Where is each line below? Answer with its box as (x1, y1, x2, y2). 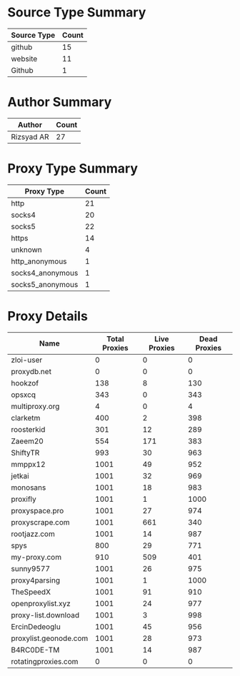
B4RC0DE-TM (11, 645, 60, 655)
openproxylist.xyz (11, 598, 71, 608)
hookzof (11, 378, 39, 388)
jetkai (11, 470, 30, 480)
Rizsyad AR (11, 131, 49, 141)
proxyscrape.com (11, 517, 70, 527)
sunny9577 (11, 563, 51, 573)
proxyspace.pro (11, 505, 64, 515)
